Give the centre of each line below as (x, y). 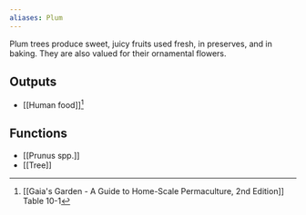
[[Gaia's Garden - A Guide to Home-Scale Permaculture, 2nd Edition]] (153, 191)
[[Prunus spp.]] (51, 155)
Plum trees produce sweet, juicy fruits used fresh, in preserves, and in (141, 44)
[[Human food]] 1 (53, 104)
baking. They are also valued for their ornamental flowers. (118, 53)
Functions (39, 134)
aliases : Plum (36, 18)
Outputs (33, 82)
